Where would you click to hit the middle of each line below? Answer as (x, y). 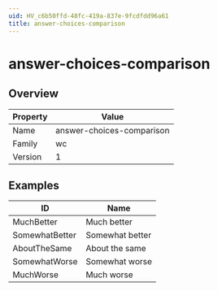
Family (25, 143)
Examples (34, 185)
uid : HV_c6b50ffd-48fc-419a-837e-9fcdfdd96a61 (89, 16)
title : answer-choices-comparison (67, 24)
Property (30, 116)
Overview (34, 94)
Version (27, 157)
